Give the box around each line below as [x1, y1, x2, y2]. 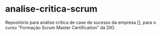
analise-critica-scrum [5, 3, 98, 15]
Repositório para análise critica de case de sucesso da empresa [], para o [5, 19, 157, 25]
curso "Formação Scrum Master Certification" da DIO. [5, 24, 116, 30]
